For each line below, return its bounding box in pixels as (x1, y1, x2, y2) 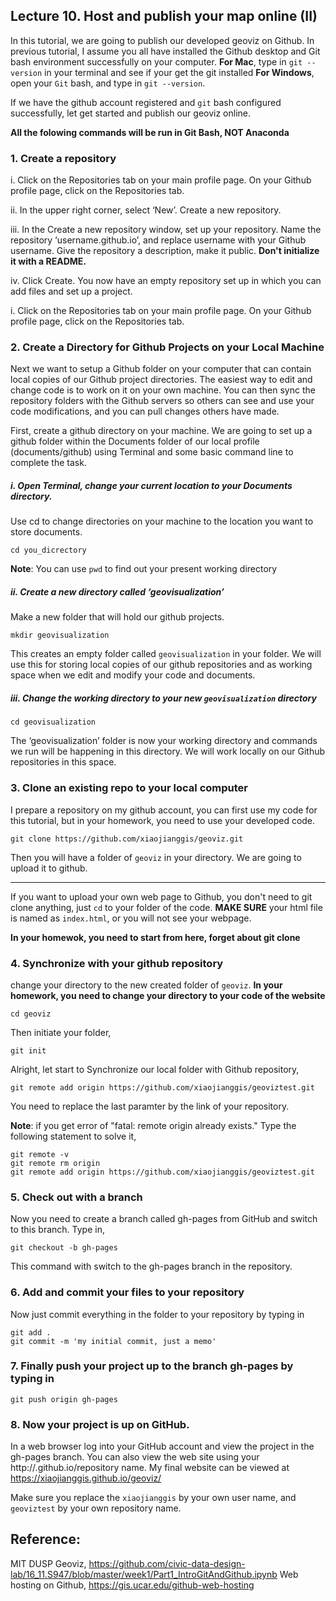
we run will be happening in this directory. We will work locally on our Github (10, 745, 326, 758)
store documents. (10, 526, 83, 538)
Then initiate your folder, (10, 1026, 112, 1038)
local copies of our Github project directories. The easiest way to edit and (10, 374, 313, 386)
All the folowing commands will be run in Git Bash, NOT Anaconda (10, 126, 290, 138)
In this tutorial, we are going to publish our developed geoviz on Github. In (10, 34, 315, 46)
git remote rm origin (10, 1158, 101, 1168)
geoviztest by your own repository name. (10, 1502, 182, 1514)
